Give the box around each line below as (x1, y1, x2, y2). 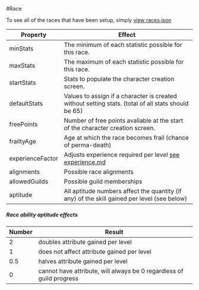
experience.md (64, 158, 106, 166)
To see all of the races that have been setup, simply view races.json (6, 17, 172, 23)
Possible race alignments (64, 168, 134, 176)
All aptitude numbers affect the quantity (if (64, 187, 182, 195)
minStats (9, 45, 34, 52)
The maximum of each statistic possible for (64, 58, 184, 66)
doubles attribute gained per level (38, 238, 132, 246)
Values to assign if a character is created (64, 92, 177, 100)
